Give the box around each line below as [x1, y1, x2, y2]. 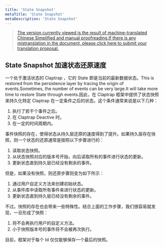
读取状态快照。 [12, 148, 43, 154]
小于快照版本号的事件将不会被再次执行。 [12, 226, 94, 232]
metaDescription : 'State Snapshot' [5, 16, 78, 21]
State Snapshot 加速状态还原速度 [5, 61, 107, 69]
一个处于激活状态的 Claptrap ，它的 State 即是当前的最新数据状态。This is [5, 75, 154, 81]
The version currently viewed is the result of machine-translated [17, 30, 147, 36]
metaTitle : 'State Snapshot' [5, 12, 65, 17]
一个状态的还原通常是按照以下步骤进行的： [18, 137, 104, 143]
